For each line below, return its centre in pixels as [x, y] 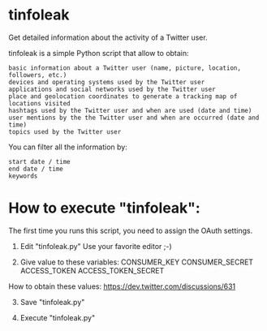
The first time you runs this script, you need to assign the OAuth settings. [131, 230]
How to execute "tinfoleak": [104, 208]
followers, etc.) [38, 75]
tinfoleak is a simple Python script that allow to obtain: [99, 53]
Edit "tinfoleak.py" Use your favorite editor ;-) [96, 246]
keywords [23, 176]
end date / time [36, 169]
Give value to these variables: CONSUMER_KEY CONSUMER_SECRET [137, 262]
